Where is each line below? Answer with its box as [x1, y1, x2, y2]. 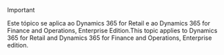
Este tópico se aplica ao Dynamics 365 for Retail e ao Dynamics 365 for [7, 19, 210, 27]
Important [7, 6, 35, 14]
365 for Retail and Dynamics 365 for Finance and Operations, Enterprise [7, 34, 212, 42]
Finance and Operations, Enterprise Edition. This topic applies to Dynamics [7, 27, 218, 34]
